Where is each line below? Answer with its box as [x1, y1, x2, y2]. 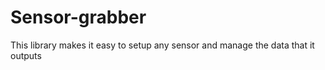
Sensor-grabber [10, 6, 147, 29]
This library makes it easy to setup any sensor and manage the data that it [10, 39, 315, 51]
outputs [10, 49, 42, 61]
